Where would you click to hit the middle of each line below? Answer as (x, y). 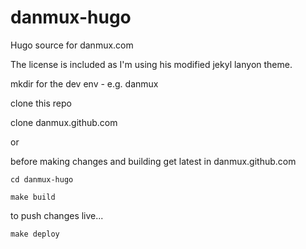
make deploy (35, 234)
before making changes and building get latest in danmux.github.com (153, 161)
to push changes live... (57, 215)
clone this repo (41, 103)
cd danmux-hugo (42, 179)
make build (33, 197)
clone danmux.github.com (64, 122)
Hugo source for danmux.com (72, 45)
